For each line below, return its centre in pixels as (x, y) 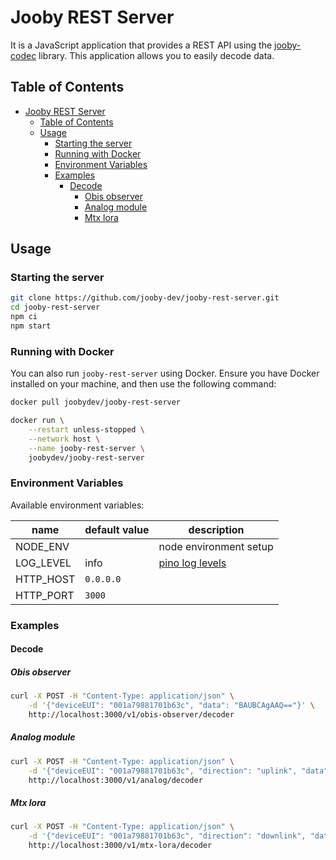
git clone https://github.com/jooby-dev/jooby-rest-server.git (145, 298)
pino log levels (192, 563)
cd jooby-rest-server (55, 307)
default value (117, 529)
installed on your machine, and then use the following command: (143, 384)
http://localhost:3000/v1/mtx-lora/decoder (120, 846)
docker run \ (37, 421)
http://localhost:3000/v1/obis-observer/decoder (131, 715)
